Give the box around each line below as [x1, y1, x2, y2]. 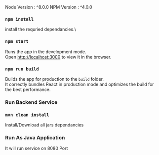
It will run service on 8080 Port [5, 145, 68, 152]
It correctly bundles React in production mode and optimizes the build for [5, 81, 154, 87]
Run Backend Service [5, 98, 58, 105]
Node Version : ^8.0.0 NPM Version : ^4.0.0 [5, 4, 92, 10]
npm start [5, 39, 29, 44]
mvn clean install [5, 112, 49, 118]
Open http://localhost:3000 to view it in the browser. [5, 54, 112, 60]
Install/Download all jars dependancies [5, 122, 84, 128]
